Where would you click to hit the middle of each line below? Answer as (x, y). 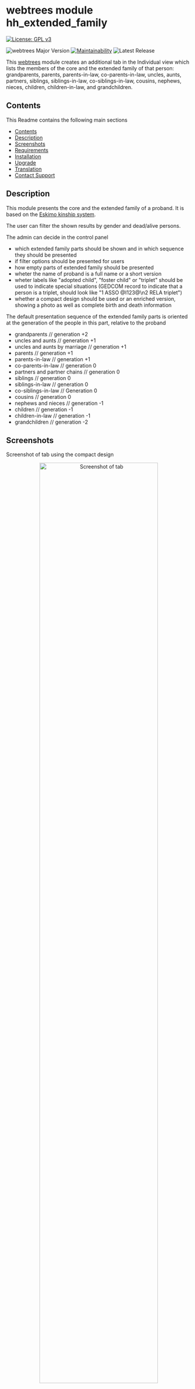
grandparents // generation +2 (51, 334)
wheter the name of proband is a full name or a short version (88, 273)
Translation (28, 169)
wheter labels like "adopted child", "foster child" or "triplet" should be (99, 280)
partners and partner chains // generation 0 (67, 372)
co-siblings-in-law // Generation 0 (56, 391)
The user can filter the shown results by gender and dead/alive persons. (93, 225)
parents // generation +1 (44, 353)
